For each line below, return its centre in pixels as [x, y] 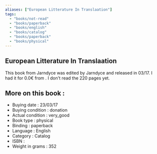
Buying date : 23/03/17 [35, 105]
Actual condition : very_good [41, 115]
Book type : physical [33, 120]
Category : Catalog [31, 136]
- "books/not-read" [29, 19]
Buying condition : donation [40, 110]
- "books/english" [28, 28]
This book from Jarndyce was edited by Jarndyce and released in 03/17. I [79, 73]
